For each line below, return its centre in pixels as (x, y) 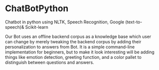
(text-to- (134, 22)
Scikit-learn (37, 27)
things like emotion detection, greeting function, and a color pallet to (73, 57)
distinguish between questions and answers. (50, 62)
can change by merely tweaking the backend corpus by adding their (73, 41)
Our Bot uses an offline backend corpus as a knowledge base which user (78, 36)
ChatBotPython (37, 9)
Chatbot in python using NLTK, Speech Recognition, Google (65, 22)
